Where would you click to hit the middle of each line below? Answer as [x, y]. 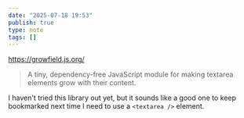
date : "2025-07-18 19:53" [50, 15]
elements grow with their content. [82, 83]
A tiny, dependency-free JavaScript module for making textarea [130, 74]
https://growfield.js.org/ [46, 59]
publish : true [31, 23]
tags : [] [22, 37]
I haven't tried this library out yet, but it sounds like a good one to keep [122, 98]
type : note [26, 30]
